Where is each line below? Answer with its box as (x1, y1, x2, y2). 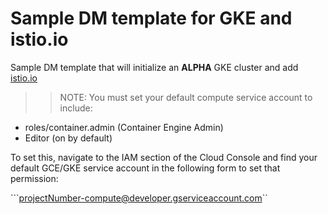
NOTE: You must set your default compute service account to (59, 91, 313, 103)
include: (59, 102, 93, 114)
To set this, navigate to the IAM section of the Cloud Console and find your (10, 151, 318, 163)
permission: (10, 172, 59, 184)
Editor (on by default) (24, 132, 113, 144)
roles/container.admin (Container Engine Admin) (24, 121, 224, 133)
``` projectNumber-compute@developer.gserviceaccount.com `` (10, 192, 268, 204)
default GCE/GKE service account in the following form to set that (10, 162, 281, 174)
